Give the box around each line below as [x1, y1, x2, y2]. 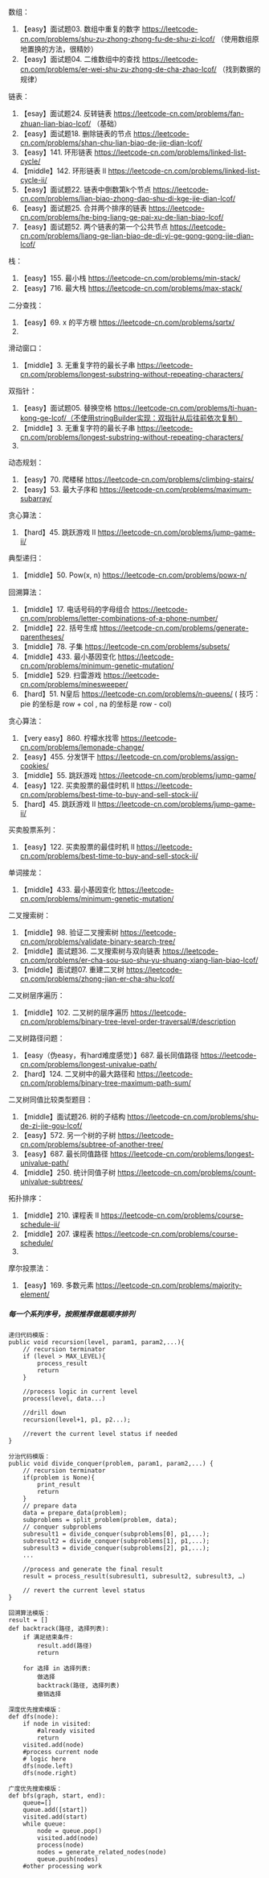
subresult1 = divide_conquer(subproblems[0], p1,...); [22, 1529, 210, 1538]
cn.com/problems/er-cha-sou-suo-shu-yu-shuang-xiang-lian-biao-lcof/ [19, 955, 259, 965]
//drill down [22, 1408, 67, 1417]
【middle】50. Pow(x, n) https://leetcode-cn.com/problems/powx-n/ [19, 570, 247, 580]
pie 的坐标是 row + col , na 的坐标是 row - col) [19, 699, 173, 709]
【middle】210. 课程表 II [19, 1210, 100, 1220]
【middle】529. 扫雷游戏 [19, 671, 102, 680]
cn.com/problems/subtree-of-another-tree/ [19, 1140, 164, 1149]
